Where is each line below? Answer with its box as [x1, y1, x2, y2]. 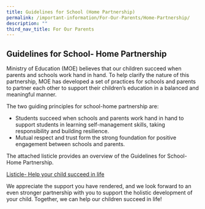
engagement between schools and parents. [15, 141, 125, 148]
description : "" [6, 20, 48, 26]
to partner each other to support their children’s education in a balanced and [6, 84, 199, 92]
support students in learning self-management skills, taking [15, 121, 165, 128]
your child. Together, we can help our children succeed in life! [6, 196, 162, 203]
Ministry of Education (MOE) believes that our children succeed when [6, 65, 182, 72]
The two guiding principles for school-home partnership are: [6, 103, 159, 110]
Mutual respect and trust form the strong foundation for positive [15, 134, 176, 141]
